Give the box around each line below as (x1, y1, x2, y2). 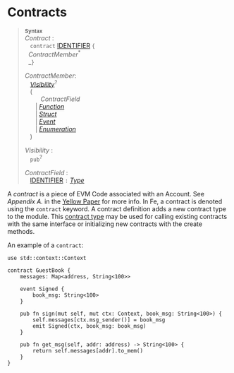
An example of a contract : (7, 241, 84, 249)
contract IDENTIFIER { (30, 41, 96, 49)
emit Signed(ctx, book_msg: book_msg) (32, 322, 147, 329)
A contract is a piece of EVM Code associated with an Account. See (7, 189, 204, 198)
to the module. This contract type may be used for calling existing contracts (7, 212, 228, 220)
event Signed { (20, 285, 65, 292)
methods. (7, 227, 35, 235)
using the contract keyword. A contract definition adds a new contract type (7, 204, 227, 213)
